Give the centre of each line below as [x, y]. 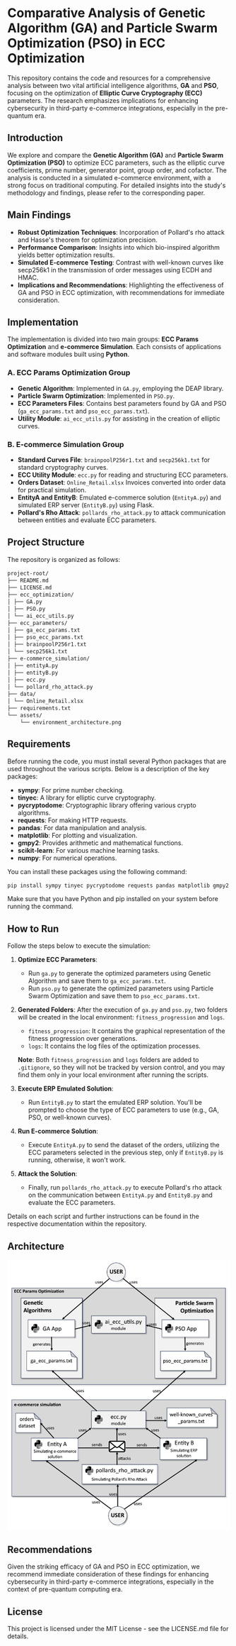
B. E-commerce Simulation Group [66, 444]
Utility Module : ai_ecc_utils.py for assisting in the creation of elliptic [119, 418]
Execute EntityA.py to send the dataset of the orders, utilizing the [124, 1145]
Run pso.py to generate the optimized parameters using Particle [121, 988]
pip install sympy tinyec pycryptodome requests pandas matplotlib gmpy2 [118, 885]
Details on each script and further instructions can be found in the [103, 1216]
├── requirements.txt [39, 708]
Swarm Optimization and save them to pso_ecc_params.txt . [114, 996]
